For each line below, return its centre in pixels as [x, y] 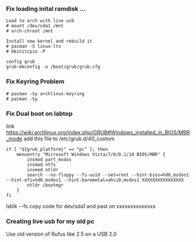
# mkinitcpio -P [26, 51]
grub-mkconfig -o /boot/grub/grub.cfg [53, 67]
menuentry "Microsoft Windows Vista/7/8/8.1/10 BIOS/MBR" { [91, 154]
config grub [20, 62]
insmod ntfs [42, 165]
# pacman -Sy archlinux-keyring [45, 94]
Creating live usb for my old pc [50, 221]
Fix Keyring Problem [35, 82]
